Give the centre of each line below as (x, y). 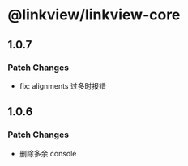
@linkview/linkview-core (94, 15)
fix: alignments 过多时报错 (62, 85)
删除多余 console (48, 153)
